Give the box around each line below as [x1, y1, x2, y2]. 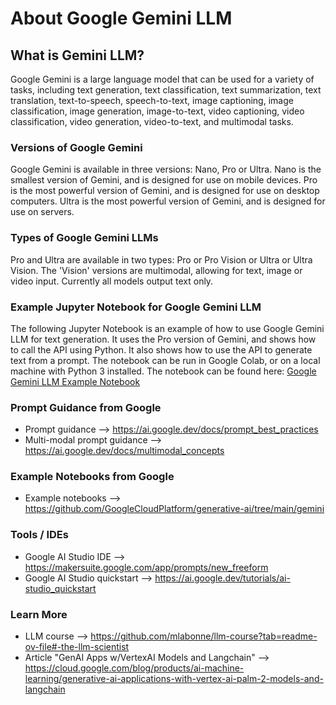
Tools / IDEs [10, 528, 69, 542]
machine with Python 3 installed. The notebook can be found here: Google [10, 365, 317, 377]
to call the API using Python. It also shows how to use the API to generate [10, 343, 313, 356]
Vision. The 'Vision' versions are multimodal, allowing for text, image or [10, 264, 303, 276]
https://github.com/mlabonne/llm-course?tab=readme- [90, 630, 318, 642]
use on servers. [10, 206, 75, 218]
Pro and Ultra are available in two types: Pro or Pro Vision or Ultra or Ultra [10, 253, 313, 266]
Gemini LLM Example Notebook [10, 375, 141, 387]
